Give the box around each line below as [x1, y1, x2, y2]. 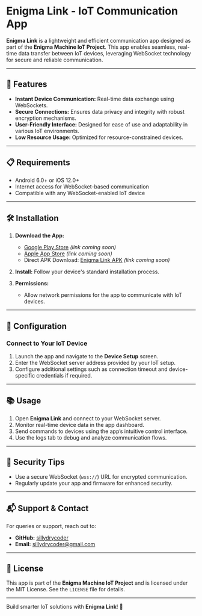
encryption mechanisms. [14, 114, 77, 122]
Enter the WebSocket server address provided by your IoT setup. [14, 359, 176, 367]
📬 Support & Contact [6, 503, 89, 514]
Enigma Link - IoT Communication [6, 4, 179, 18]
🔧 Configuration [6, 321, 67, 331]
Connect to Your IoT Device [6, 339, 88, 347]
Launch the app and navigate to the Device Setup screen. [14, 353, 159, 360]
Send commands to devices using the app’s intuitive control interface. [14, 428, 188, 435]
